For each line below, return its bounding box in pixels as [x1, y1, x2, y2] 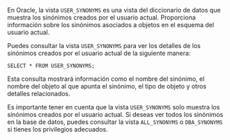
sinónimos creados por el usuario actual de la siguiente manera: [7, 49, 191, 57]
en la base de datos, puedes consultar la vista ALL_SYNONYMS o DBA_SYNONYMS [7, 118, 223, 126]
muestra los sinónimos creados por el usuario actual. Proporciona [7, 13, 197, 22]
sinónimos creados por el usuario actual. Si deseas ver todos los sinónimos [7, 111, 224, 118]
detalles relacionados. [7, 90, 71, 98]
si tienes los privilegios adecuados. [7, 125, 108, 133]
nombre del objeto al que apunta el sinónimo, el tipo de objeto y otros [7, 82, 207, 90]
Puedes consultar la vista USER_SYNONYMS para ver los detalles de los [7, 42, 201, 49]
